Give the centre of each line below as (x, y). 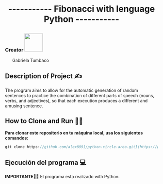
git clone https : (23, 147)
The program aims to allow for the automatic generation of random (72, 90)
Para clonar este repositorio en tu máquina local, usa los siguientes (74, 133)
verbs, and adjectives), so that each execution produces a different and (76, 100)
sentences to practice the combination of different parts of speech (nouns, (80, 95)
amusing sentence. (24, 106)
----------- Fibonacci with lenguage (81, 9)
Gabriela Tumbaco (31, 60)
